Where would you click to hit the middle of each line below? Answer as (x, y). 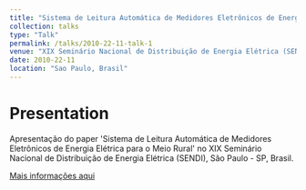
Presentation (59, 114)
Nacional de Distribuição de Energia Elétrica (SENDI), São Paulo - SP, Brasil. (152, 158)
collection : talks (44, 26)
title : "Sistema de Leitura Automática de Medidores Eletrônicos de (142, 18)
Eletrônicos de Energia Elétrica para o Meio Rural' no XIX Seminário (136, 148)
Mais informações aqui (52, 175)
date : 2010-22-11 (42, 60)
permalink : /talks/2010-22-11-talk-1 (81, 43)
